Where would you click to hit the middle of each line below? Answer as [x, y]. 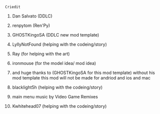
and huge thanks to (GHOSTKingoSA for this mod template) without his [83, 73]
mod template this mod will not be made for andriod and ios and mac [81, 78]
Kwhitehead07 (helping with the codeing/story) [59, 106]
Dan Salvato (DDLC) [32, 16]
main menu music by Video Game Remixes [55, 97]
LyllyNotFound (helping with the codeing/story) [60, 44]
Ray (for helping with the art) [41, 54]
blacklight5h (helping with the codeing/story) [57, 87]
